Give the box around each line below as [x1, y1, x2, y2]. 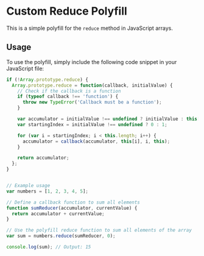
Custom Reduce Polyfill [6, 4, 128, 18]
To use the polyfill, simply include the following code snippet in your [6, 58, 177, 65]
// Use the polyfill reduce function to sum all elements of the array [6, 227, 192, 233]
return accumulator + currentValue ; [12, 210, 105, 217]
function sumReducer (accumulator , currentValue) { [6, 205, 138, 211]
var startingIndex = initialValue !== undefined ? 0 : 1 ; [17, 121, 167, 127]
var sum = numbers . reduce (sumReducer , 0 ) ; [6, 233, 116, 239]
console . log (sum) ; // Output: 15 [6, 244, 91, 250]
